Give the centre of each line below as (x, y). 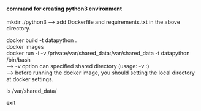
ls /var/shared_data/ (32, 91)
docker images (25, 47)
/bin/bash (18, 60)
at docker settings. (30, 79)
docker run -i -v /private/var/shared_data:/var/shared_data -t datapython (98, 53)
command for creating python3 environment (64, 9)
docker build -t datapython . (42, 40)
